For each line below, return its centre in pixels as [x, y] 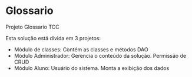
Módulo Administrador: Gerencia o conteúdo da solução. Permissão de [100, 55]
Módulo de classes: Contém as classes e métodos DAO [81, 49]
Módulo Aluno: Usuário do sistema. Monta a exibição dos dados [92, 68]
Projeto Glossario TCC [32, 27]
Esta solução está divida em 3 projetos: [53, 38]
